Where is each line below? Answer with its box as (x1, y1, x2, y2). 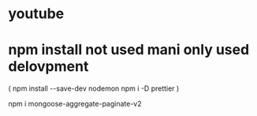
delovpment (8, 58, 89, 76)
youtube (8, 5, 65, 23)
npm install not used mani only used (8, 41, 250, 59)
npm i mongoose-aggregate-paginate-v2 (8, 99, 142, 109)
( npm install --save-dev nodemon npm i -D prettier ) (8, 84, 180, 93)
